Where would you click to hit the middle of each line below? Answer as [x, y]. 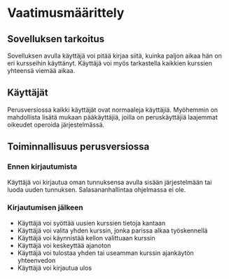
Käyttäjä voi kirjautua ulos [55, 268]
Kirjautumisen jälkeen [46, 207]
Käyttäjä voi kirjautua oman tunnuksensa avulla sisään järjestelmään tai [110, 182]
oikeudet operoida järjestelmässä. [56, 124]
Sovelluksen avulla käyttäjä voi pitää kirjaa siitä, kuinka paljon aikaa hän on [114, 56]
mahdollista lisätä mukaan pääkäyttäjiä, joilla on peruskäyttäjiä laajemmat [113, 117]
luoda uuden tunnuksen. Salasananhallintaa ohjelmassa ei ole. [97, 189]
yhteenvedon [36, 260]
